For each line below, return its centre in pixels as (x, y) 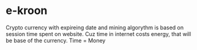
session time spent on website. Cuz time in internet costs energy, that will (98, 34)
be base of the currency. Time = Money (56, 40)
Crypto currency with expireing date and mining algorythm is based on (95, 27)
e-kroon (27, 11)
